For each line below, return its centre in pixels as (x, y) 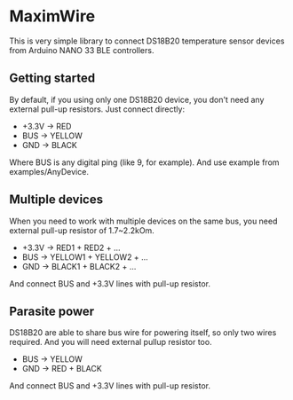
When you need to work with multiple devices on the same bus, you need (143, 221)
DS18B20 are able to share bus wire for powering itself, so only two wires (143, 333)
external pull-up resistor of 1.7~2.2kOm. (82, 230)
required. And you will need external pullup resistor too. (111, 342)
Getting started (52, 78)
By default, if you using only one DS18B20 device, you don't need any (137, 99)
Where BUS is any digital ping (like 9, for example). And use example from (144, 162)
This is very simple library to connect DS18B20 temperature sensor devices (147, 41)
